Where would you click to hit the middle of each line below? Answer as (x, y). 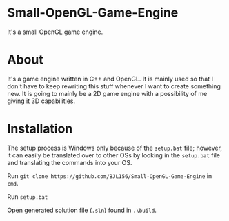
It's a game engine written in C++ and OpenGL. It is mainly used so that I (110, 79)
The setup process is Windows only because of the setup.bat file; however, (115, 148)
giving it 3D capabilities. (41, 101)
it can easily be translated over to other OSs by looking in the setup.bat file (114, 155)
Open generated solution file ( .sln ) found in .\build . (82, 210)
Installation (40, 129)
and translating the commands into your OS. (70, 162)
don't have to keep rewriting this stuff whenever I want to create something (114, 86)
